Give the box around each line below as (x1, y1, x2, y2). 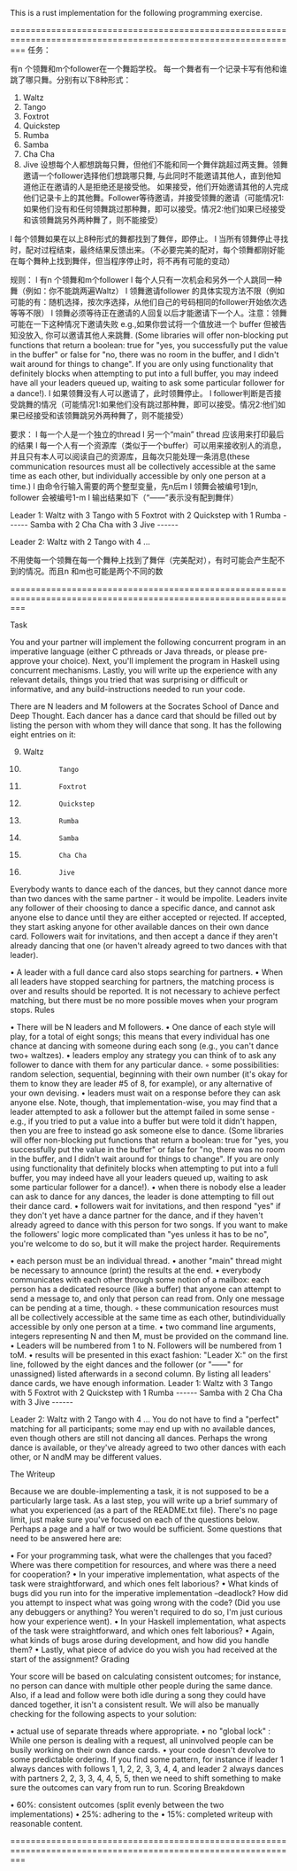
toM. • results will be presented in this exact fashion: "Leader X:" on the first (10, 1350, 288, 1360)
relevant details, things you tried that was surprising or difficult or (10, 674, 248, 685)
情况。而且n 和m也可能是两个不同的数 (25, 566, 164, 576)
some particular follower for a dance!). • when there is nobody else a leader (10, 1182, 286, 1192)
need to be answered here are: (10, 1533, 122, 1543)
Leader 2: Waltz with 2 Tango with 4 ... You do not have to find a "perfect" (10, 1414, 279, 1424)
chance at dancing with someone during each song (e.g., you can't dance (10, 1041, 279, 1051)
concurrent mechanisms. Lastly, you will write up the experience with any (10, 665, 278, 675)
